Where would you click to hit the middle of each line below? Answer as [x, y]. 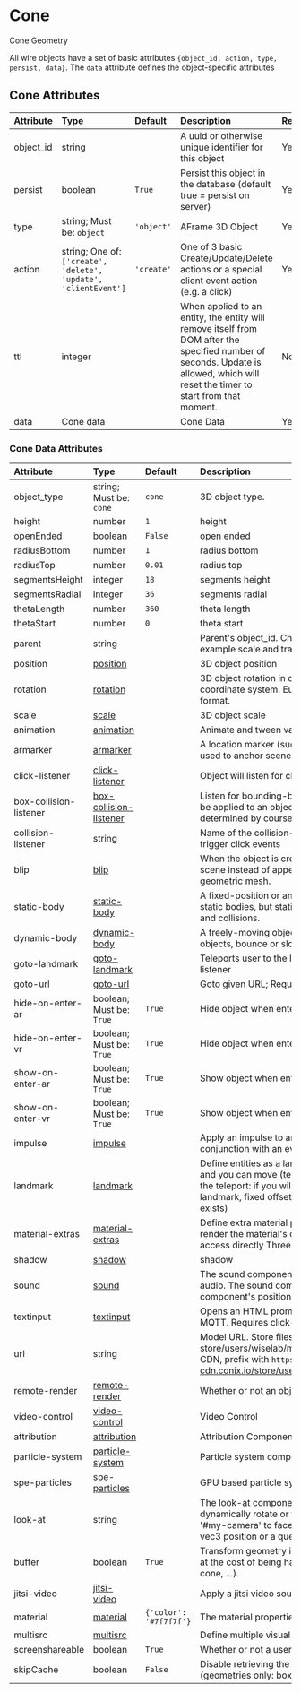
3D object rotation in [243, 678]
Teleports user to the [244, 958]
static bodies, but [236, 907]
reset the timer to [216, 384]
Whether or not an [238, 1391]
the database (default [226, 184]
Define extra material [244, 1222]
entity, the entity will [223, 317]
